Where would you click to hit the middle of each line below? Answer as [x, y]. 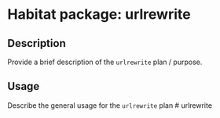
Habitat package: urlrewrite [99, 14]
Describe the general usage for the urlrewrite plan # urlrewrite [110, 105]
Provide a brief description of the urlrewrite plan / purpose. [105, 62]
